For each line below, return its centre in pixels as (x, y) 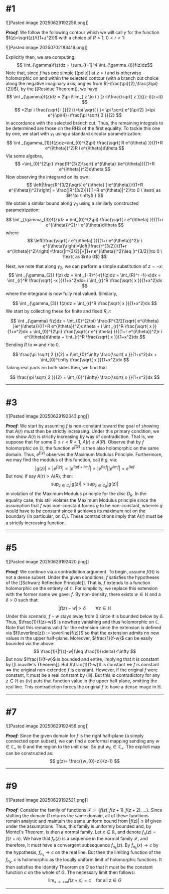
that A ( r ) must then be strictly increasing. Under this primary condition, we (82, 431)
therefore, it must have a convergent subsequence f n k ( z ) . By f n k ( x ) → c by (82, 846)
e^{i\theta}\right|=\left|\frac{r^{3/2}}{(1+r (85, 246)
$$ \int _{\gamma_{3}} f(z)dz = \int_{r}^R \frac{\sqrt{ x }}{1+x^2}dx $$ (85, 304)
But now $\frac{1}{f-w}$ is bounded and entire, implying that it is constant (82, 659)
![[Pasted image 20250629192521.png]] (47, 800)
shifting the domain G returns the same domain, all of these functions (77, 815)
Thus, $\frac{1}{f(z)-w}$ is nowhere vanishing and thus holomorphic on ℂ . (82, 622)
